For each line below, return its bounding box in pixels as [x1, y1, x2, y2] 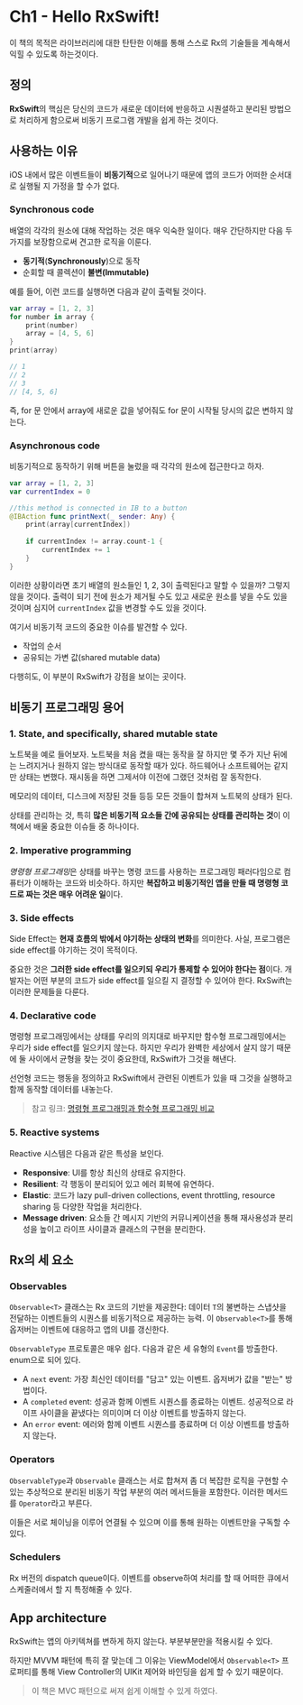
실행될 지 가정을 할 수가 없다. [18, 180, 120, 191]
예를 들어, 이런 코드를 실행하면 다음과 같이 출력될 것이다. [9, 286, 207, 297]
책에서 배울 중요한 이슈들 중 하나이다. [9, 821, 140, 832]
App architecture [9, 1610, 107, 1626]
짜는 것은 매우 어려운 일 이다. [25, 889, 124, 899]
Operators [9, 1453, 56, 1466]
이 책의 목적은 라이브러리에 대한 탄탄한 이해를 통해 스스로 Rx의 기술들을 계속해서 [9, 37, 290, 48]
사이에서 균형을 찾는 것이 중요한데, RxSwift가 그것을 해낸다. [28, 1054, 237, 1064]
